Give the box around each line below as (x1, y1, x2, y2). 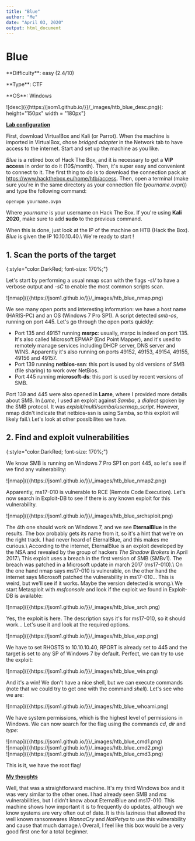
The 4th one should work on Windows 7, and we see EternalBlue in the (6, 523, 177, 530)
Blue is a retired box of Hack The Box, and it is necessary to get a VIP (6, 156, 173, 164)
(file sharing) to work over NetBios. (14, 367, 99, 374)
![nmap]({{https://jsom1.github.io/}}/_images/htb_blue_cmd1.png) (6, 738, 162, 745)
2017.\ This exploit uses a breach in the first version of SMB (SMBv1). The (6, 554, 182, 561)
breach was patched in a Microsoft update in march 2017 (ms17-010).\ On (6, 561, 183, 568)
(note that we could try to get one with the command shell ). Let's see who (6, 685, 184, 692)
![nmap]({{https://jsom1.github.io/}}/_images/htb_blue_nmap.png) (6, 294, 163, 301)
